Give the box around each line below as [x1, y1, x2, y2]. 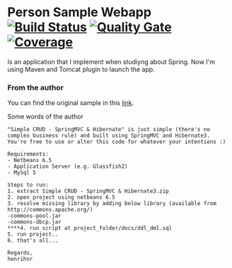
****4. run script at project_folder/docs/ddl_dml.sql [7, 225, 173, 232]
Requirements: [7, 151, 50, 158]
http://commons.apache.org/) [7, 206, 93, 214]
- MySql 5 [7, 169, 37, 176]
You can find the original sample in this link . [7, 99, 134, 107]
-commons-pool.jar [7, 212, 62, 219]
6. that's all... [7, 237, 59, 244]
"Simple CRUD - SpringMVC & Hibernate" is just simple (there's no [7, 126, 211, 133]
